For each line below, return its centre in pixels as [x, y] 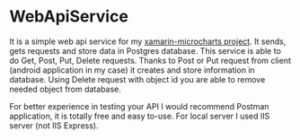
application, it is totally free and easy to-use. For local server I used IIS [140, 116]
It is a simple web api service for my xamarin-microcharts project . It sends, [148, 41]
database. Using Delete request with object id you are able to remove [137, 79]
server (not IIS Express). [54, 125]
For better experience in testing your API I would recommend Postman [139, 106]
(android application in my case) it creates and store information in [132, 70]
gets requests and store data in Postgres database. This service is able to [145, 50]
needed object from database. [65, 89]
